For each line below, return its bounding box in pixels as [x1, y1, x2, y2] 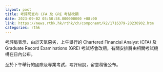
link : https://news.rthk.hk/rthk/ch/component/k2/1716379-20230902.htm [5, 20, 154, 26]
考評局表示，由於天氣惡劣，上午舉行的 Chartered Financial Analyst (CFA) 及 [5, 39, 157, 45]
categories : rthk [5, 25, 41, 30]
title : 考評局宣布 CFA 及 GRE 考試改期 [5, 12, 79, 17]
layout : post [5, 7, 32, 12]
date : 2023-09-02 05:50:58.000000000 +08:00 [5, 16, 97, 21]
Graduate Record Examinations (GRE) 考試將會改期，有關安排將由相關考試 [5, 45, 154, 51]
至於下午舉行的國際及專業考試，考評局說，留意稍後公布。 [5, 62, 121, 68]
